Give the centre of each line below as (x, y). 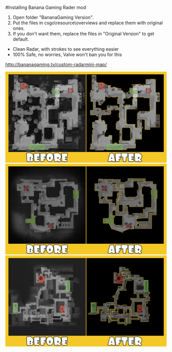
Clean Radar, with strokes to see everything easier (66, 49)
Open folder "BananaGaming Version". (53, 17)
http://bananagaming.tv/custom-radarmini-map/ (56, 64)
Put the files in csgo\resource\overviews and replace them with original (88, 23)
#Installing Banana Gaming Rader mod (46, 7)
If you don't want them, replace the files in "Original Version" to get (83, 34)
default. (21, 39)
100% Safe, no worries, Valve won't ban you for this (67, 54)
